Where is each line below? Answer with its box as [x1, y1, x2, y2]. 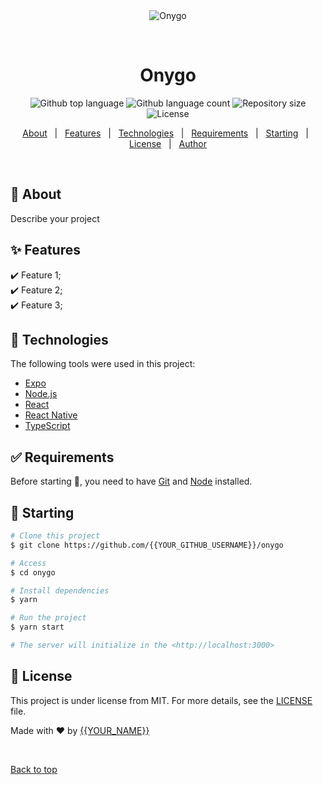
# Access [10, 558, 47, 568]
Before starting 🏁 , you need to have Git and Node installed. [10, 475, 253, 488]
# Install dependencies [10, 585, 110, 596]
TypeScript [24, 420, 71, 432]
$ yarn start [10, 622, 65, 633]
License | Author [128, 137, 208, 149]
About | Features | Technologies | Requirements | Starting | [22, 127, 309, 139]
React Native [24, 409, 78, 421]
